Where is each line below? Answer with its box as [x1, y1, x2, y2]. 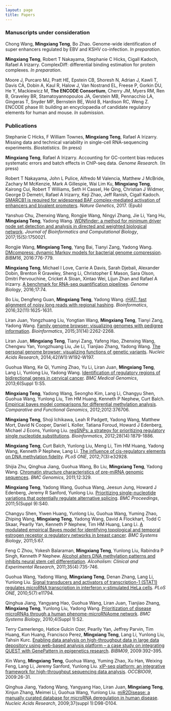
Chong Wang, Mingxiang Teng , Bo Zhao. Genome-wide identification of [5, 40, 157, 47]
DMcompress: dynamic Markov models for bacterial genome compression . [5, 249, 162, 256]
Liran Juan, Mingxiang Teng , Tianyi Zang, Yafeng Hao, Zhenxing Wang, [5, 338, 156, 344]
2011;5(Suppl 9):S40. [5, 500, 49, 507]
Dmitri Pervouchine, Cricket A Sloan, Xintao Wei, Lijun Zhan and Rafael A [5, 276, 158, 282]
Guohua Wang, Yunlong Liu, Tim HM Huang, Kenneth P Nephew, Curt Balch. [5, 396, 165, 402]
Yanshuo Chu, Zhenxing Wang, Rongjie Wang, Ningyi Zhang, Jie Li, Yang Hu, [5, 213, 166, 219]
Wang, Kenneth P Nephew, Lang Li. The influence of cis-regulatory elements [5, 448, 166, 454]
